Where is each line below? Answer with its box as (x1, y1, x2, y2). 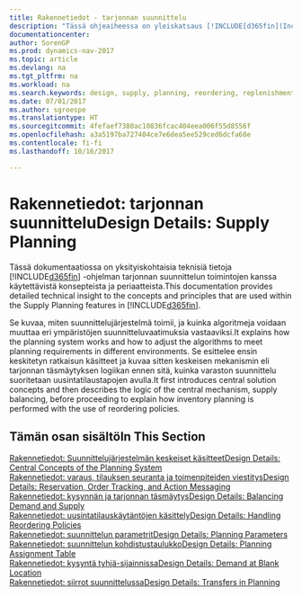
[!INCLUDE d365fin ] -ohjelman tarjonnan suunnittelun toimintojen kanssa (9, 271, 277, 281)
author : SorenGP (9, 38, 70, 48)
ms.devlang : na (9, 64, 67, 73)
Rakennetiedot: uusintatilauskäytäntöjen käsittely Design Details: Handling (9, 510, 281, 521)
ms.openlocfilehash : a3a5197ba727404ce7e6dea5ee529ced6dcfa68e (9, 130, 252, 139)
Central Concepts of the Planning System (9, 462, 163, 473)
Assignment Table (9, 548, 76, 559)
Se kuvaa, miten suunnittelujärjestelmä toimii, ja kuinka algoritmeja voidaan (9, 316, 287, 328)
